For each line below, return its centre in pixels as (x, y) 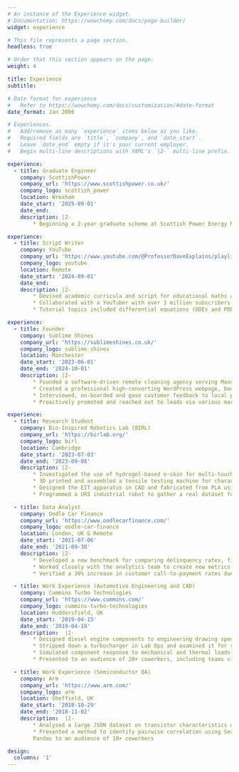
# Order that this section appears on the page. (81, 60)
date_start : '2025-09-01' (59, 204)
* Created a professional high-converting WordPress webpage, (127, 388)
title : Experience (34, 79)
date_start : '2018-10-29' (59, 705)
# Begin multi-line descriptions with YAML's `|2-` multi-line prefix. (119, 151)
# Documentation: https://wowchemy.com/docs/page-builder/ (97, 21)
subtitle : (22, 86)
